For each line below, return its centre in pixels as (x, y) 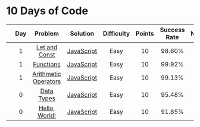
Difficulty (116, 33)
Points (145, 33)
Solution (82, 33)
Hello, (47, 108)
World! (47, 115)
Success (172, 30)
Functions (47, 64)
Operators (47, 81)
